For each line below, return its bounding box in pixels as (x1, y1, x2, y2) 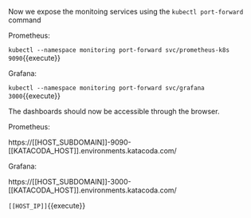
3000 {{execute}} (8, 91, 61, 101)
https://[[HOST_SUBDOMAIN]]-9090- (8, 137, 131, 147)
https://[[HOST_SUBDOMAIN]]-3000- (8, 177, 131, 186)
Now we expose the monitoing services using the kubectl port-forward (8, 7, 244, 16)
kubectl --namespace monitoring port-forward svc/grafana (8, 84, 205, 92)
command (8, 15, 41, 25)
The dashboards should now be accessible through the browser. (8, 107, 220, 116)
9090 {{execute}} (8, 54, 61, 62)
